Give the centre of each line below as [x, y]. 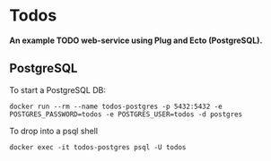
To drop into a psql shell [54, 131]
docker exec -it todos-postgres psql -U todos [98, 147]
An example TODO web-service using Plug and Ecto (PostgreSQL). [136, 40]
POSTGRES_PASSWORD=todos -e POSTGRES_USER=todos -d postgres [126, 114]
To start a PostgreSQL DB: [57, 89]
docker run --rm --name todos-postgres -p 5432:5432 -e [116, 106]
